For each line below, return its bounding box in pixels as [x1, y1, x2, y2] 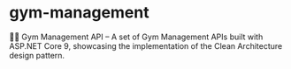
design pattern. [9, 50, 65, 60]
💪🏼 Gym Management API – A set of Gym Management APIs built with [9, 31, 264, 42]
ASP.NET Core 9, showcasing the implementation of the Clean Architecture [9, 40, 283, 51]
